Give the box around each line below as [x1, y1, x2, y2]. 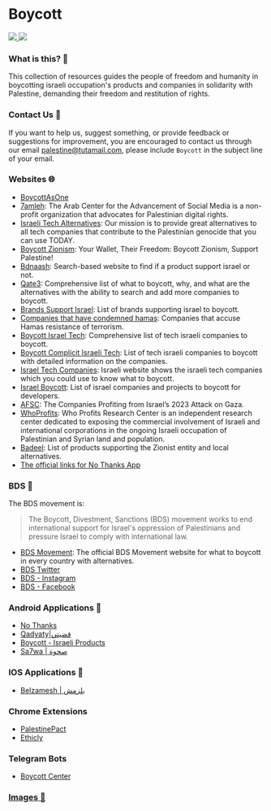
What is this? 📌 [8, 53, 69, 64]
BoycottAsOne [19, 192, 69, 202]
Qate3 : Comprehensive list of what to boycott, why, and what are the [19, 278, 250, 288]
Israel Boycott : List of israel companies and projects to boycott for [19, 382, 241, 392]
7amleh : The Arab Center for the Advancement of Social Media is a [19, 201, 244, 210]
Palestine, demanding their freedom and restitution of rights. [8, 89, 211, 98]
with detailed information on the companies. [19, 356, 168, 366]
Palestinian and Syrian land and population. [19, 434, 166, 444]
